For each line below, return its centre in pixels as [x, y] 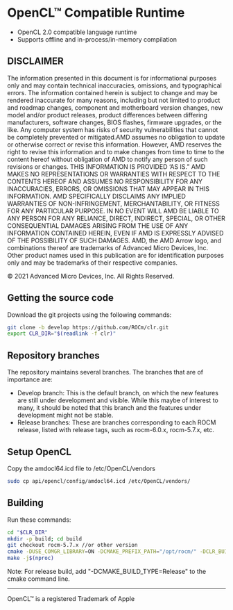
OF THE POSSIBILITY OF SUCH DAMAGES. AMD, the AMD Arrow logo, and [114, 240]
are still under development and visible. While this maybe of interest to [118, 400]
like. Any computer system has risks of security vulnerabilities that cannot [113, 129]
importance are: [30, 379]
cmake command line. [39, 579]
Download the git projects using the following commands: [89, 315]
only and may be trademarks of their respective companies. [93, 263]
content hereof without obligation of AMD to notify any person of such [107, 159]
